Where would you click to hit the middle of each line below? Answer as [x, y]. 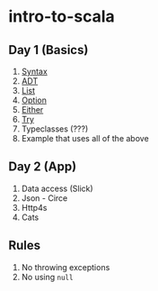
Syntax [35, 71]
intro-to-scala [62, 17]
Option [34, 100]
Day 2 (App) [43, 167]
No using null [47, 277]
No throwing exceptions [66, 267]
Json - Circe [44, 198]
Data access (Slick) [57, 188]
